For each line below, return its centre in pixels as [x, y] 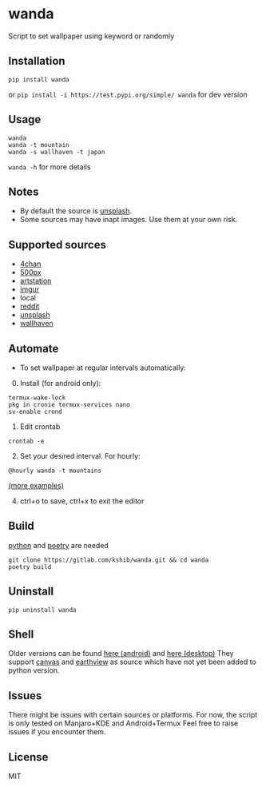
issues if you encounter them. [57, 732]
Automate [34, 348]
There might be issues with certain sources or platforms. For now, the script [133, 715]
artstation [36, 281]
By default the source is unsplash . [76, 211]
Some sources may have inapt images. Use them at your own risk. [129, 220]
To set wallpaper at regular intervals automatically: [103, 368]
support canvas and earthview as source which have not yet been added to [133, 662]
